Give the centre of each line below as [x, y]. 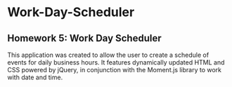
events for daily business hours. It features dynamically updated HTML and [116, 62]
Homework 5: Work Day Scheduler [84, 38]
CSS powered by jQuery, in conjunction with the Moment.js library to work [115, 70]
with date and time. [35, 77]
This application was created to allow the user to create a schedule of [108, 55]
